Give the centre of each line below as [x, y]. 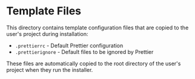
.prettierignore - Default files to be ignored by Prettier [84, 51]
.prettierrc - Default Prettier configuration [69, 45]
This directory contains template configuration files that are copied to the [97, 28]
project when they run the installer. [50, 69]
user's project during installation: [48, 34]
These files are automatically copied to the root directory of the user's [94, 63]
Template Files [44, 11]
